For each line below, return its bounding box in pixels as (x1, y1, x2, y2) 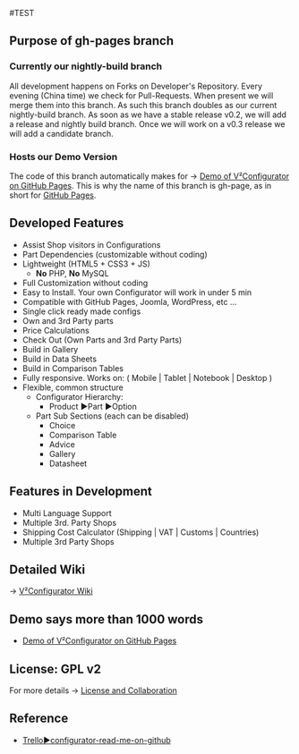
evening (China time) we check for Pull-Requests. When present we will (9, 89, 274, 101)
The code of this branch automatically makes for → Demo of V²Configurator (9, 170, 289, 182)
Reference (9, 711, 69, 726)
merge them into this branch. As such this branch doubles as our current (9, 99, 278, 110)
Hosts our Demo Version (9, 150, 118, 163)
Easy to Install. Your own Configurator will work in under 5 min (21, 286, 252, 298)
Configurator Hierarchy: (35, 391, 124, 402)
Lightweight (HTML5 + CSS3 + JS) (21, 258, 150, 269)
